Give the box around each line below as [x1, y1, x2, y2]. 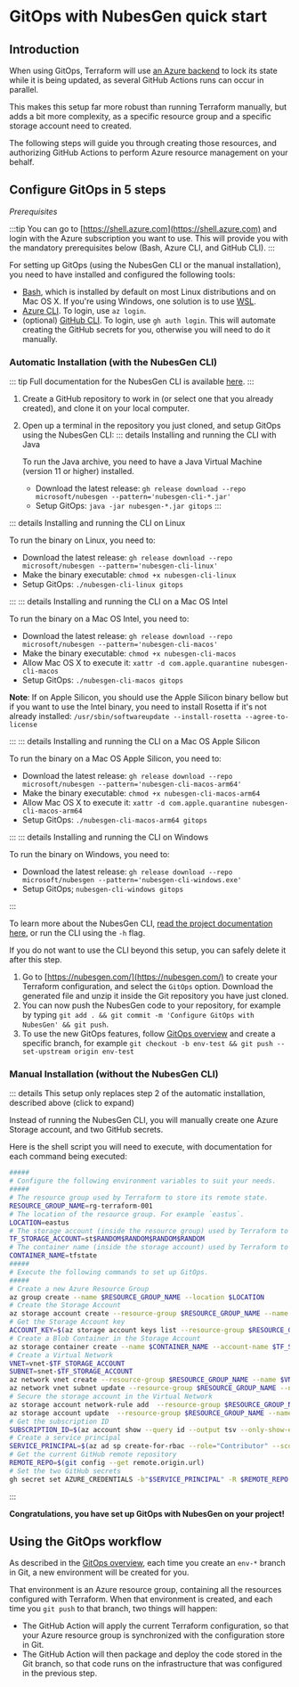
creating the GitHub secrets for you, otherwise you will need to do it [21, 323, 271, 335]
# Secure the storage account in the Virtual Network [9, 1392, 214, 1401]
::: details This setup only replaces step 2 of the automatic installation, [9, 1088, 266, 1099]
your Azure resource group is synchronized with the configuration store [21, 1630, 285, 1641]
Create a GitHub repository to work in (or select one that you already [21, 394, 274, 405]
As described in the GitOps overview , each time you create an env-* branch [9, 1558, 287, 1568]
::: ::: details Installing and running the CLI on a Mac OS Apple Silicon [9, 736, 261, 747]
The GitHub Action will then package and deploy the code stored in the [21, 1649, 283, 1659]
